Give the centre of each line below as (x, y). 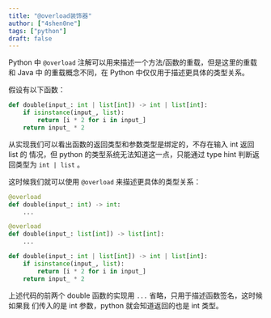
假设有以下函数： (37, 90)
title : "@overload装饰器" (50, 16)
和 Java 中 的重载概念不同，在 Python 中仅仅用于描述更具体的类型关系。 (129, 73)
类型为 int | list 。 (50, 164)
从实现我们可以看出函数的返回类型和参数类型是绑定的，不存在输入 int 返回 (131, 144)
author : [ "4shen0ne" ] (45, 23)
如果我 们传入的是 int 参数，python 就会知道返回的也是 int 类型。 (116, 305)
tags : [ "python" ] (38, 31)
